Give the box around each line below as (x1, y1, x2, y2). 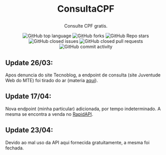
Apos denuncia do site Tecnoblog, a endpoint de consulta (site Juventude (5, 72, 161, 78)
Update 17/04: (5, 92, 52, 101)
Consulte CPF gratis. (64, 23, 108, 29)
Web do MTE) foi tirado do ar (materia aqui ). (5, 77, 98, 83)
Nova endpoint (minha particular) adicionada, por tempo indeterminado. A (5, 106, 161, 112)
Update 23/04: (5, 126, 54, 135)
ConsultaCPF (57, 3, 115, 15)
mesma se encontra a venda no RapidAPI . (5, 111, 93, 117)
